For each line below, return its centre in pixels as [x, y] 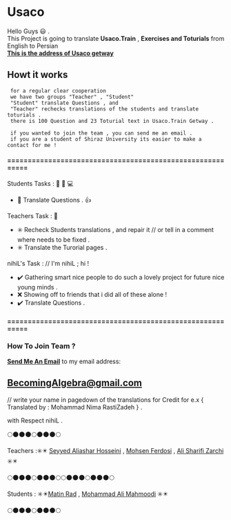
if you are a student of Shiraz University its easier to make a [106, 139]
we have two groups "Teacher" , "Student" [72, 97]
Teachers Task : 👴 [33, 215]
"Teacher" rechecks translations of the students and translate [104, 109]
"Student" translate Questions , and [64, 103]
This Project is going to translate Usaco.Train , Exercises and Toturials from [116, 38]
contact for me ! [32, 145]
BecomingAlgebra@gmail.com [75, 383]
